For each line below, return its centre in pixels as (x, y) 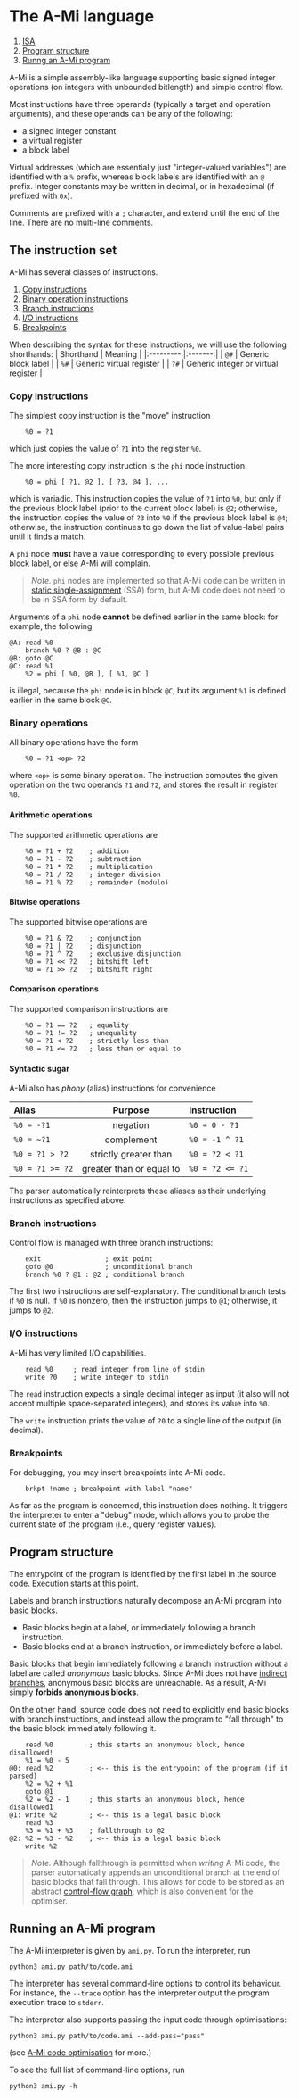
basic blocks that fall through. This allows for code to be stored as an (158, 1881)
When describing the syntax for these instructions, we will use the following (148, 344)
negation (131, 1125)
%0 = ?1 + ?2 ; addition (77, 851)
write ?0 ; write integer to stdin (97, 1377)
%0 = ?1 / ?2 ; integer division (93, 875)
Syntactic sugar (39, 1068)
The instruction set (63, 250)
